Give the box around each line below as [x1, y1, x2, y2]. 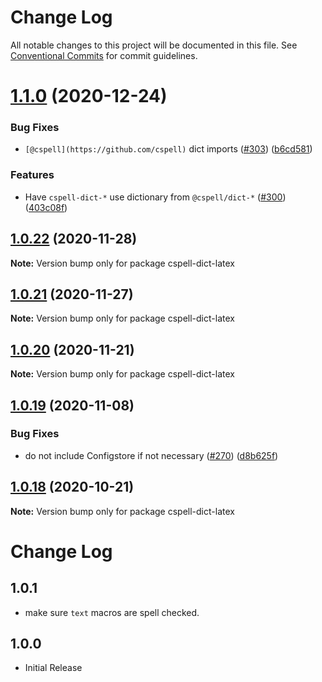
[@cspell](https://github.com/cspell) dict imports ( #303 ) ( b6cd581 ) [24, 143, 313, 155]
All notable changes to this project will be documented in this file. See [10, 39, 298, 51]
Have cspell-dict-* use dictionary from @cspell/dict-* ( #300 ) [24, 191, 287, 203]
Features [10, 168, 55, 182]
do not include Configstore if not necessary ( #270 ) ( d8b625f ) [24, 449, 279, 461]
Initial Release [24, 662, 83, 674]
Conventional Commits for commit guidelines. [10, 49, 198, 61]
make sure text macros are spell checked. [24, 606, 200, 618]
